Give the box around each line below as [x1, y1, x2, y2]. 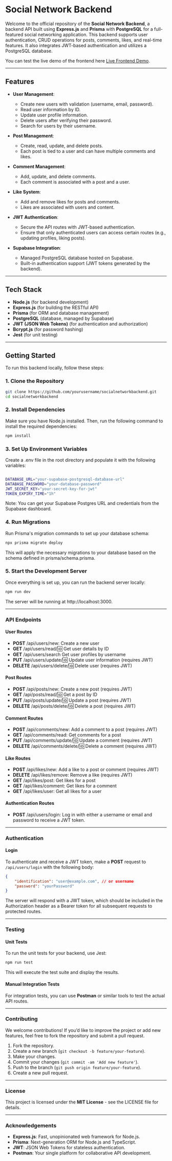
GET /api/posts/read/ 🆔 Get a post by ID [12, 691, 98, 698]
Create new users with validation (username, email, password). [20, 101, 154, 107]
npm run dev [5, 589, 31, 594]
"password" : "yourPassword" [14, 883, 74, 889]
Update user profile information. [20, 112, 88, 118]
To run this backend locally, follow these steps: [5, 365, 104, 371]
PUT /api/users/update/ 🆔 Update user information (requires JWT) [12, 657, 154, 663]
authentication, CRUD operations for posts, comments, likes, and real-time [5, 37, 162, 43]
